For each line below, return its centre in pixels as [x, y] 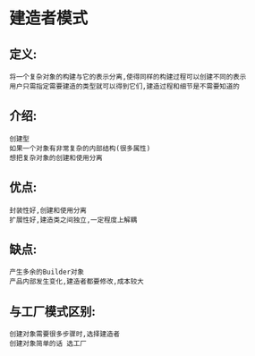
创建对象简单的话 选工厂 [48, 344]
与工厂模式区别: [53, 311]
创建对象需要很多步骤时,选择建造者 [65, 335]
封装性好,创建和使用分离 [48, 210]
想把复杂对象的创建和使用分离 [56, 157]
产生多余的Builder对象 [47, 272]
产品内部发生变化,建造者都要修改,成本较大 [77, 282]
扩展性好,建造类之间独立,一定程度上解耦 [73, 220]
